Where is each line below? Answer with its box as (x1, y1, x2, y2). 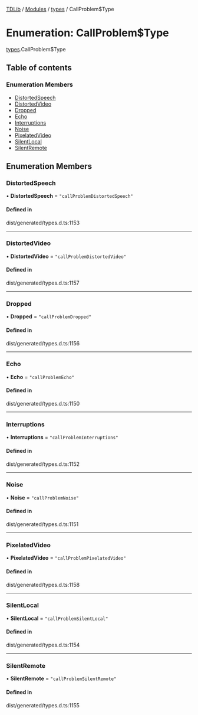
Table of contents (6, 63, 72, 73)
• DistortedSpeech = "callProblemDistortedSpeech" (6, 192, 134, 200)
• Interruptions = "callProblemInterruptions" (6, 434, 119, 441)
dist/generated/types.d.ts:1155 (6, 701, 80, 709)
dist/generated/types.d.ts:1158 (6, 581, 80, 588)
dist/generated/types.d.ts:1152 (6, 461, 80, 468)
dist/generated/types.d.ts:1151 (6, 521, 79, 528)
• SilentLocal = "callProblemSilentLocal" (6, 615, 108, 622)
